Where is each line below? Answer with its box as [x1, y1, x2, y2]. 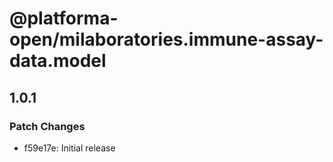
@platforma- [9, 7, 119, 30]
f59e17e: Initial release [23, 142, 116, 154]
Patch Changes [9, 119, 86, 133]
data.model [9, 50, 107, 72]
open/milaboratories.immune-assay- [9, 28, 324, 51]
